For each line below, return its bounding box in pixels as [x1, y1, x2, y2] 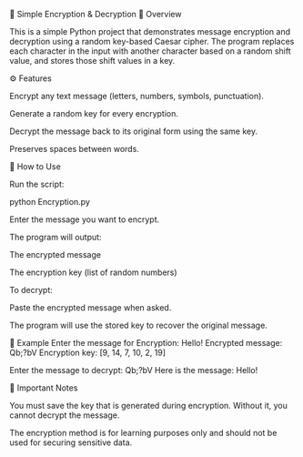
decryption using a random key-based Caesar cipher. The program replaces [9, 36, 295, 46]
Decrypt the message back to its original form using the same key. [9, 126, 258, 137]
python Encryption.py [9, 197, 91, 207]
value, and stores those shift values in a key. [9, 56, 176, 66]
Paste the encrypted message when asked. [9, 302, 172, 313]
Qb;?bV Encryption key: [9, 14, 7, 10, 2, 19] [9, 347, 167, 358]
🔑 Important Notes [9, 382, 78, 393]
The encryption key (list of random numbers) [9, 267, 177, 278]
